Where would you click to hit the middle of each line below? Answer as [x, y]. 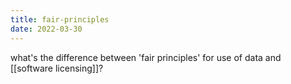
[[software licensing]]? [57, 68]
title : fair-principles [60, 19]
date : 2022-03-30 [46, 29]
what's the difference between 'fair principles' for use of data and [146, 57]
